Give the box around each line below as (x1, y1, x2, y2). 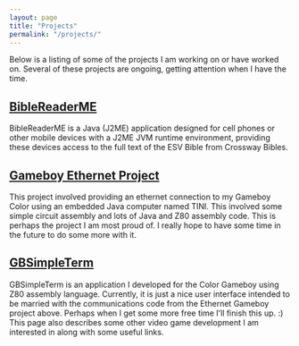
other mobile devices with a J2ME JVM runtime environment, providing (9, 132, 270, 143)
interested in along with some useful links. (9, 326, 164, 337)
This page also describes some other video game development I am (9, 316, 259, 327)
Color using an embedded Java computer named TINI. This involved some (9, 201, 283, 211)
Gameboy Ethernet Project (9, 167, 160, 183)
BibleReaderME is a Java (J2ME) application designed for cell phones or (9, 122, 275, 134)
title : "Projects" (9, 21, 78, 30)
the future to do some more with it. (9, 230, 137, 240)
